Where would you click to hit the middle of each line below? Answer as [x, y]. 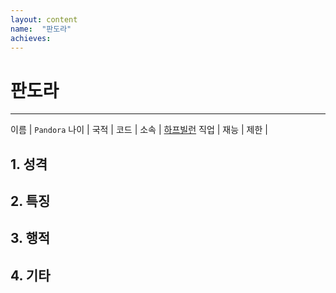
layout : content [44, 19]
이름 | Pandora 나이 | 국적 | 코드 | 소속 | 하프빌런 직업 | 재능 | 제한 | [139, 130]
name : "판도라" [41, 29]
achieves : [31, 38]
